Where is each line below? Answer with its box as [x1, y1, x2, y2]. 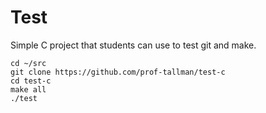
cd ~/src [10, 58, 47, 68]
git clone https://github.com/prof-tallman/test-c [10, 67, 226, 77]
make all [10, 84, 47, 95]
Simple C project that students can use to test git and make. [10, 39, 257, 51]
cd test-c [10, 76, 52, 86]
